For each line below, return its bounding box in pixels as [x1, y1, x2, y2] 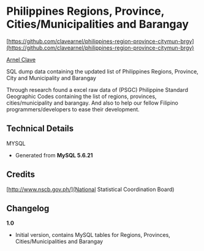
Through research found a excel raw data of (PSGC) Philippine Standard [6, 86, 189, 93]
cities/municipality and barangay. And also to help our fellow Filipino [6, 99, 179, 107]
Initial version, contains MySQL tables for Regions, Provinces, [15, 231, 170, 239]
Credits [6, 170, 36, 180]
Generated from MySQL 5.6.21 [15, 151, 93, 159]
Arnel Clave [6, 56, 36, 63]
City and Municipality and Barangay [6, 74, 97, 81]
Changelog [6, 203, 50, 214]
